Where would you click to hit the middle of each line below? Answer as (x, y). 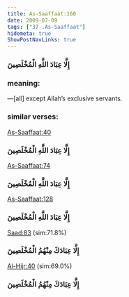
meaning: (24, 83)
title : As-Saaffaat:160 (42, 14)
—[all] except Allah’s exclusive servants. (65, 98)
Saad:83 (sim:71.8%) (37, 232)
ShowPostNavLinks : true (42, 40)
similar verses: (33, 117)
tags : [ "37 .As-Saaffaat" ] (46, 27)
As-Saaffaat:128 (30, 199)
